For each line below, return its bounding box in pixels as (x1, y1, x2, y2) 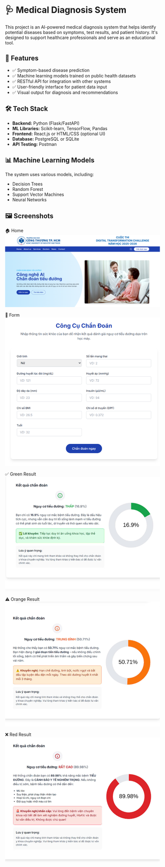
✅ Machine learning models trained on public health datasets (12, 72, 136, 78)
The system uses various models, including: (5, 172, 94, 178)
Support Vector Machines (12, 191, 64, 198)
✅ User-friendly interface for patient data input (12, 84, 107, 90)
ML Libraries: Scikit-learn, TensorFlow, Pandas (12, 125, 108, 131)
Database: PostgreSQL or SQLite (12, 136, 80, 142)
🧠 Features (5, 54, 39, 63)
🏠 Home (5, 228, 24, 234)
